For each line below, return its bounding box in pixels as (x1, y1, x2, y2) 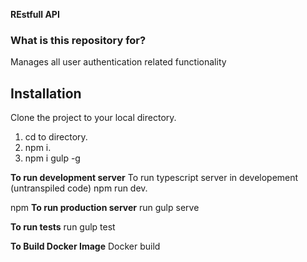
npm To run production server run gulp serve (10, 202, 200, 214)
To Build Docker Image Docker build (10, 240, 161, 253)
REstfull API (10, 9, 60, 20)
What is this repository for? (10, 33, 147, 47)
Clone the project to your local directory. (10, 112, 177, 124)
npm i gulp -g (24, 152, 81, 164)
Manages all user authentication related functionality (10, 56, 227, 68)
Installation (10, 85, 82, 102)
